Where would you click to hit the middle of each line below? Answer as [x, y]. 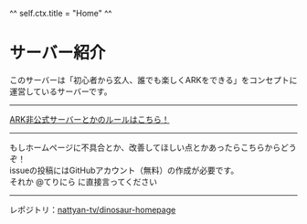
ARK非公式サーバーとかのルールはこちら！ [90, 119]
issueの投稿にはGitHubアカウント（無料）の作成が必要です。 [124, 170]
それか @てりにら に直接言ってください [84, 181]
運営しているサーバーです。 [61, 91]
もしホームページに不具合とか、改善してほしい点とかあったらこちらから [145, 147]
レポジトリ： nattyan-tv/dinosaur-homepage [93, 209]
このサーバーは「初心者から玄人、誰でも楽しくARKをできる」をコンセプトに [153, 80]
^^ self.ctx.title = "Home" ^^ [61, 13]
